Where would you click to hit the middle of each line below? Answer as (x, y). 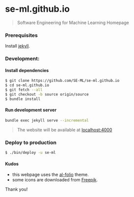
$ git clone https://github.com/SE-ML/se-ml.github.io (62, 81)
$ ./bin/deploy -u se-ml (30, 153)
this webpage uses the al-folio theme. (51, 174)
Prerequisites (21, 35)
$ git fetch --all (24, 90)
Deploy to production (31, 142)
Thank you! (16, 189)
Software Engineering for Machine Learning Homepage (73, 23)
